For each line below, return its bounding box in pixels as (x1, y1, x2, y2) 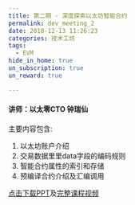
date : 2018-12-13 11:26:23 (8, 27, 98, 35)
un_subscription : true (8, 64, 84, 72)
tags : (8, 42, 26, 50)
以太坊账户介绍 (19, 141, 69, 150)
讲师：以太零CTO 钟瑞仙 (8, 105, 89, 114)
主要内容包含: (8, 124, 54, 133)
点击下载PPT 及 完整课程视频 (8, 188, 99, 198)
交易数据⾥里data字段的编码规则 (19, 150, 126, 161)
